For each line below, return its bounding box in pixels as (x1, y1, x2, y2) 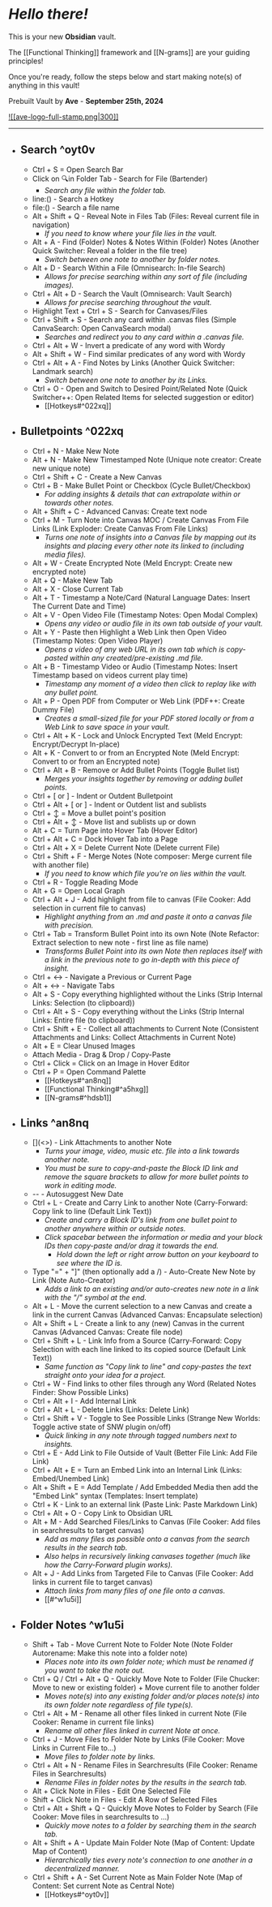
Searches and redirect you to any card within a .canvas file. (44, 332, 244, 342)
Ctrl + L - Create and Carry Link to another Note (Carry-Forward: (32, 1198, 249, 1207)
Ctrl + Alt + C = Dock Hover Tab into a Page (32, 833, 178, 844)
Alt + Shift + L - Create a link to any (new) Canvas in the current (32, 1319, 245, 1328)
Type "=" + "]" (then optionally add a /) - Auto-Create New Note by (32, 1267, 257, 1276)
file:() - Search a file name (32, 202, 120, 212)
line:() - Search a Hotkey (32, 194, 115, 204)
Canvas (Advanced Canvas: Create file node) (32, 1328, 184, 1337)
